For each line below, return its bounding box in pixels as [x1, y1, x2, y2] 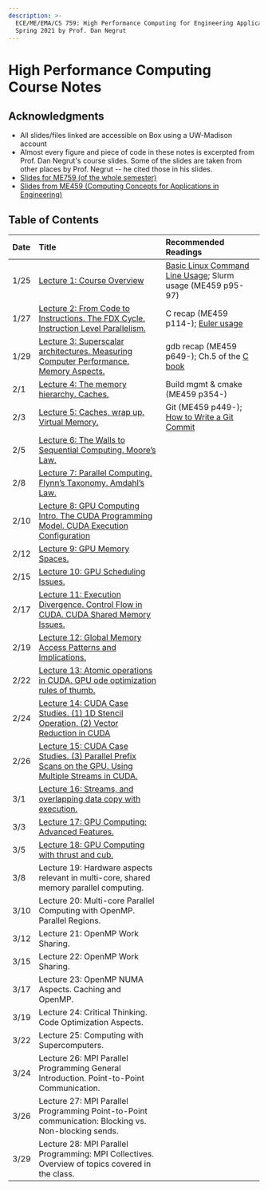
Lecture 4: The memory [38, 379, 128, 390]
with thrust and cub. [38, 849, 114, 861]
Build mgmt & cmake [165, 379, 243, 390]
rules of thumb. [38, 685, 96, 696]
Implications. [38, 652, 86, 663]
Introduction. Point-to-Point [38, 1073, 145, 1084]
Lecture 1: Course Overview [38, 275, 144, 286]
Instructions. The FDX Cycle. [38, 313, 146, 324]
